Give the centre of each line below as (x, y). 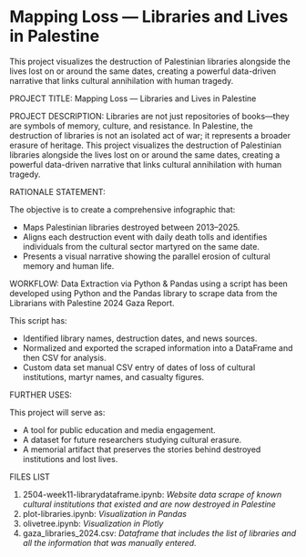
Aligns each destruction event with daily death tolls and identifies (145, 237)
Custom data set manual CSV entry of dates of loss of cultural (139, 367)
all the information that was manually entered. (110, 542)
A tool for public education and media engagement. (119, 429)
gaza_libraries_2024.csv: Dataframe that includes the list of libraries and (159, 533)
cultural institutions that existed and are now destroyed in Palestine (149, 504)
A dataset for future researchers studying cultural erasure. (132, 439)
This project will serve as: (57, 412)
